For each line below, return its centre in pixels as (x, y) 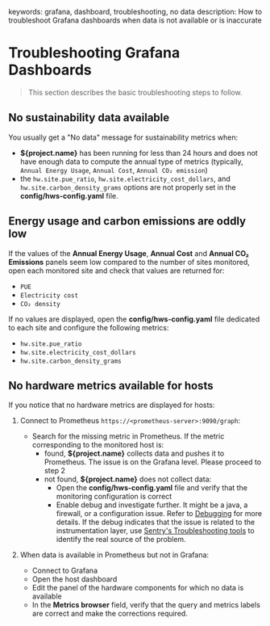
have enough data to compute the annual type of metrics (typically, (131, 162)
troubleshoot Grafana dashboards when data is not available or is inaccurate (135, 20)
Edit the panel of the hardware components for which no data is (138, 588)
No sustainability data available (89, 118)
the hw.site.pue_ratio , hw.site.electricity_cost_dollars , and (125, 179)
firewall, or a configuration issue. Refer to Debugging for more (159, 514)
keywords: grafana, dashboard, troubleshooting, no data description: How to (135, 12)
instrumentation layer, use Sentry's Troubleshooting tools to (156, 531)
